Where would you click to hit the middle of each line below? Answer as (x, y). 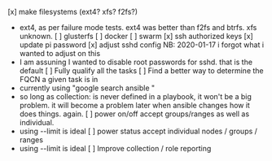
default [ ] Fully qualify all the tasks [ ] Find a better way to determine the (141, 71)
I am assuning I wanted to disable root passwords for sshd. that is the (136, 62)
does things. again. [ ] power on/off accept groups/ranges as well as (134, 114)
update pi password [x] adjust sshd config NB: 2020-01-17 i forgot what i (142, 45)
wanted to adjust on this (60, 53)
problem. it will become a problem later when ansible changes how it (134, 105)
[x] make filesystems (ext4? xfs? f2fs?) (73, 12)
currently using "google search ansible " (87, 88)
